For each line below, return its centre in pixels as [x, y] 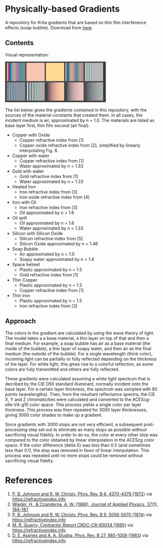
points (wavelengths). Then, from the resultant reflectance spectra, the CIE [80, 394]
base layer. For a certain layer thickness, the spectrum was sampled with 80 [81, 389]
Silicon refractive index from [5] [51, 238]
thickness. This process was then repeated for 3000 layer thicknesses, [76, 410]
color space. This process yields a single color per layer [85, 404]
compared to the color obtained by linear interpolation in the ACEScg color [80, 440]
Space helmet [26, 264]
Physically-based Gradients [63, 9]
